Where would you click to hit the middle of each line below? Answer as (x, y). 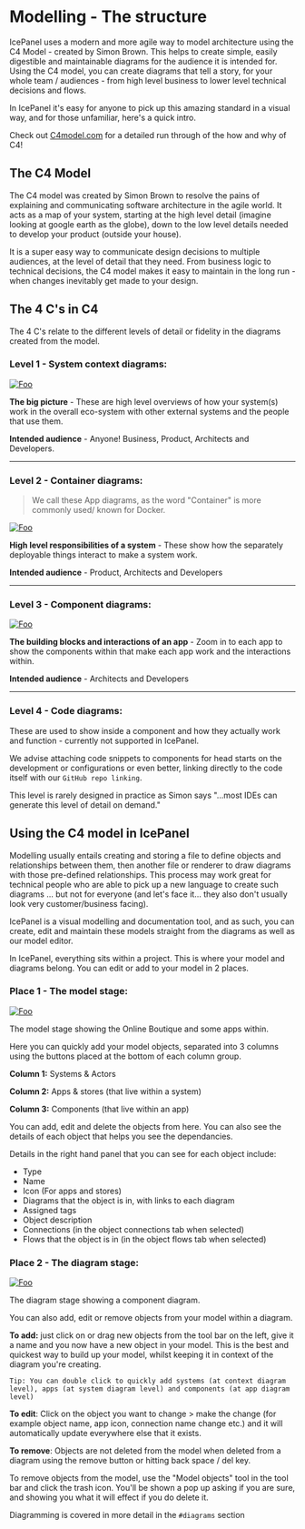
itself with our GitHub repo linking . (76, 777)
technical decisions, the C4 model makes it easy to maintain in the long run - (152, 271)
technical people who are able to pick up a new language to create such (144, 884)
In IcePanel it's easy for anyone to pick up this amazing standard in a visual (150, 107)
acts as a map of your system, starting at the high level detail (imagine (141, 215)
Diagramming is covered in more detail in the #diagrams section (127, 1515)
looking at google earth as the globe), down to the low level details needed (149, 224)
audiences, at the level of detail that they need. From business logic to (140, 261)
